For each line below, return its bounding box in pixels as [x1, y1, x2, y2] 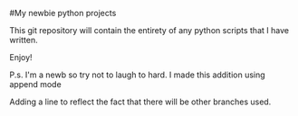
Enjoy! [9, 52, 34, 62]
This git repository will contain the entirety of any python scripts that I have [9, 25, 290, 35]
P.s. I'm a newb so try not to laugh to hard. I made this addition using [9, 69, 265, 80]
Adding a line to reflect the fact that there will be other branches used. [9, 96, 272, 107]
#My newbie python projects [9, 8, 117, 18]
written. [9, 35, 38, 45]
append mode [9, 79, 62, 89]
